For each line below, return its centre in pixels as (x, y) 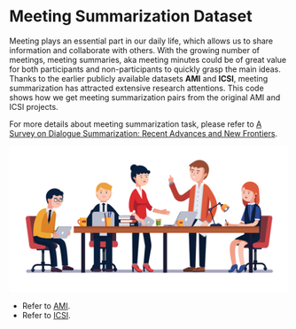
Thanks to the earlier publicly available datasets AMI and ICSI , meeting (139, 78)
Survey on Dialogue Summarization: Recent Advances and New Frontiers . (143, 133)
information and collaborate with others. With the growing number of (134, 50)
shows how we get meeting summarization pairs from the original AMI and (145, 97)
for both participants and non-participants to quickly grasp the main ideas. (145, 69)
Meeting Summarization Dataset (131, 16)
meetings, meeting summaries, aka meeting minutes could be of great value (148, 59)
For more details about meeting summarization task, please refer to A (136, 124)
